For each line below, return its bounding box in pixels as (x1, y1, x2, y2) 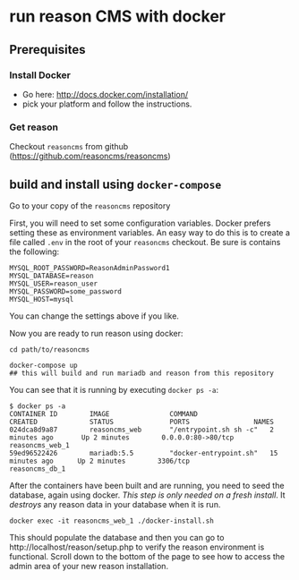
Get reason (9, 121, 58, 133)
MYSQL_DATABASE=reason (9, 271, 94, 280)
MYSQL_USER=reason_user (9, 279, 98, 288)
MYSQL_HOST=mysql (9, 294, 74, 303)
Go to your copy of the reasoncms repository (9, 200, 171, 211)
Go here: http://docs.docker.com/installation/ (21, 89, 189, 99)
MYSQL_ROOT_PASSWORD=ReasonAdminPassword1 (9, 263, 170, 272)
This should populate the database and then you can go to (9, 532, 225, 542)
